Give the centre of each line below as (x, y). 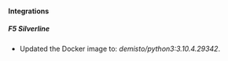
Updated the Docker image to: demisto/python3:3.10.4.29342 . (120, 48)
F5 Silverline (29, 29)
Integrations (29, 11)
